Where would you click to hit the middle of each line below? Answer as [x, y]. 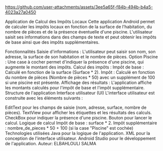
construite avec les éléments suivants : [44, 98]
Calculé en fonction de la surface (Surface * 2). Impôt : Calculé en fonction [80, 72]
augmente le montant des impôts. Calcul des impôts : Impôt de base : [74, 67]
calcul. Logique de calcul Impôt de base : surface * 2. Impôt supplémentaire [81, 123]
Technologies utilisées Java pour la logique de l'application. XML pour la [78, 133]
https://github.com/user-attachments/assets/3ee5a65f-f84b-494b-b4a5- [79, 7]
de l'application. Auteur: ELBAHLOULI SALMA [51, 143]
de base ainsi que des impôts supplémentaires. [52, 42]
